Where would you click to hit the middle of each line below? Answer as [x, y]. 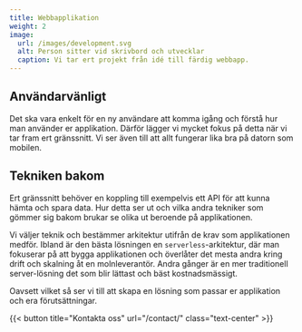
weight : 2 [28, 26]
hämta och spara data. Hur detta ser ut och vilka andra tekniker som [136, 207]
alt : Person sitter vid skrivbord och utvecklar [111, 52]
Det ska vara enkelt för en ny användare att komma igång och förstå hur [144, 118]
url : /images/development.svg [74, 43]
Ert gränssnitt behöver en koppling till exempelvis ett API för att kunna [140, 198]
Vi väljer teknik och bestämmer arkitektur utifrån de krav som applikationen [150, 234]
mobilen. [26, 147]
